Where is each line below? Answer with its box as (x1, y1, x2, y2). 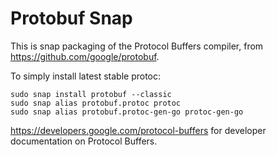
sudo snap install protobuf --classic (10, 89, 172, 99)
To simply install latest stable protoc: (10, 70, 162, 82)
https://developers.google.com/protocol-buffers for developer (10, 124, 267, 136)
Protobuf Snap (10, 7, 133, 30)
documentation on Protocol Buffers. (10, 135, 158, 147)
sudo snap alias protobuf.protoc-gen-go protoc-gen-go (10, 107, 244, 117)
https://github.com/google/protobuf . (10, 50, 160, 62)
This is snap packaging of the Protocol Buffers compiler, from (10, 40, 264, 52)
